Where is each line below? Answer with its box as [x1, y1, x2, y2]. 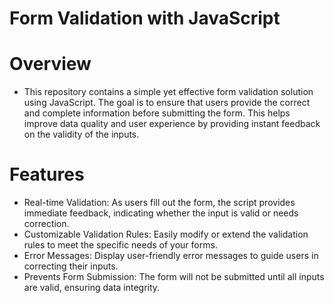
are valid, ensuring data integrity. [23, 282, 161, 294]
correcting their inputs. [23, 260, 119, 272]
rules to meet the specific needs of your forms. [23, 239, 218, 251]
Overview [9, 53, 92, 76]
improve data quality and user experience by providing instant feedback [23, 118, 321, 130]
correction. [23, 218, 70, 230]
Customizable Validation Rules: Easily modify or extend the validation [23, 228, 309, 241]
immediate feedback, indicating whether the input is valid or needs [23, 207, 299, 219]
